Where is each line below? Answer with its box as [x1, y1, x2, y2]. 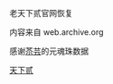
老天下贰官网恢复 [9, 8, 73, 18]
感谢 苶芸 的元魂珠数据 [9, 46, 89, 56]
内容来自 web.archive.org [9, 27, 104, 38]
